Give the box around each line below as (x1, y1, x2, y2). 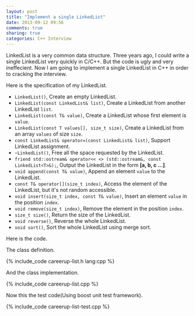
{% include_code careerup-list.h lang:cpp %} (6, 258, 115, 265)
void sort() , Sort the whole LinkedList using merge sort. (14, 224, 152, 231)
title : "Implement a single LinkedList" (6, 14, 106, 20)
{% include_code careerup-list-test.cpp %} (6, 303, 110, 310)
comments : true (6, 25, 43, 31)
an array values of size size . (14, 130, 83, 138)
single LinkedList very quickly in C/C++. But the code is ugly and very (6, 58, 174, 65)
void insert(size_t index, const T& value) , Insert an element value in (14, 193, 187, 200)
